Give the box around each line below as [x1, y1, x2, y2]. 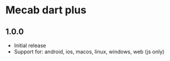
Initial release [13, 42, 46, 49]
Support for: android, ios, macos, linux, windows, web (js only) [13, 48, 165, 55]
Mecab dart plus [5, 3, 87, 17]
